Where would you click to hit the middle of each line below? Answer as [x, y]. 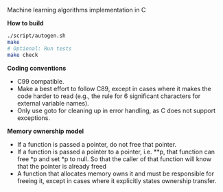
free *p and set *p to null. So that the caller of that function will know [114, 159]
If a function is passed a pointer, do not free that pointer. [97, 144]
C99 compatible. [40, 81]
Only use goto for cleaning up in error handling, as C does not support [116, 110]
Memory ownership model [46, 131]
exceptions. [33, 118]
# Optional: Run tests [39, 48]
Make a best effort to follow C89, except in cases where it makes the [114, 88]
